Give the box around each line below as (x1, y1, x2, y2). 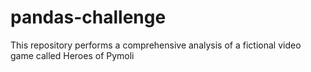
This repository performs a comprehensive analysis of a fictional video (10, 39, 302, 51)
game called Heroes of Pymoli (10, 49, 135, 61)
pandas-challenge (10, 6, 167, 29)
